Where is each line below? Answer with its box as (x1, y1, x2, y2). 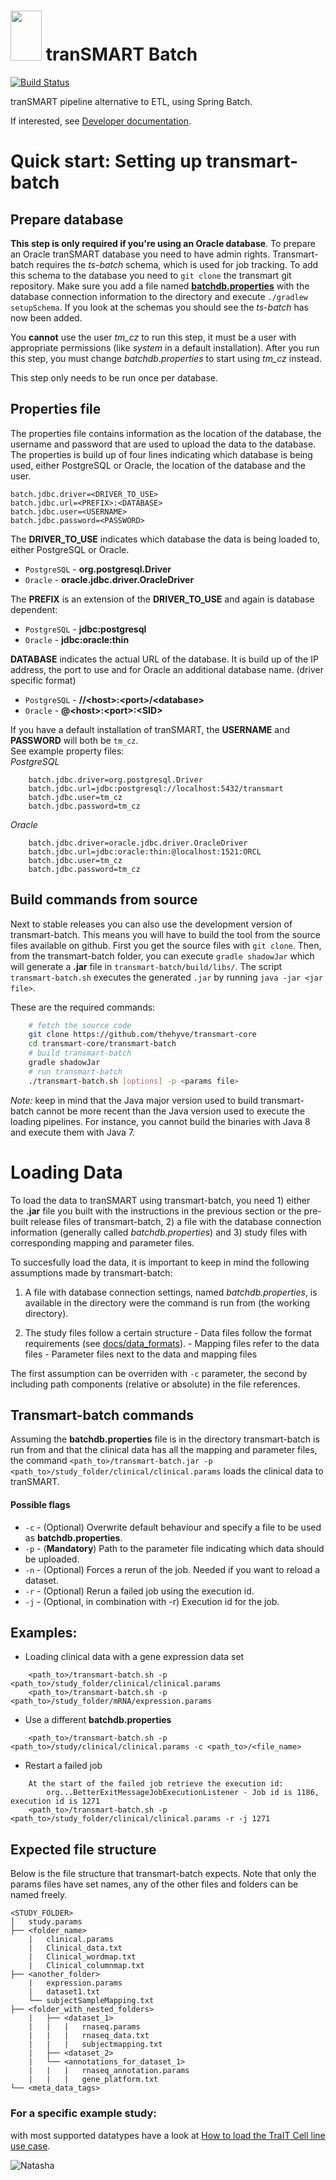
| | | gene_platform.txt (28, 2075, 159, 2085)
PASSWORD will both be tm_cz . (10, 734, 139, 746)
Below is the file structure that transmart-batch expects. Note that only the (10, 1868, 317, 1880)
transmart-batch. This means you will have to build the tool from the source (10, 928, 321, 940)
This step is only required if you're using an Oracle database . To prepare (10, 237, 316, 249)
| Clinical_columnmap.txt (28, 1961, 145, 1971)
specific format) (10, 674, 77, 686)
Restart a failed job (24, 1760, 103, 1772)
